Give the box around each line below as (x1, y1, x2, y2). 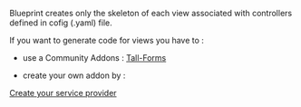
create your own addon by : (22, 70, 126, 81)
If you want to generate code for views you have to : (9, 35, 204, 45)
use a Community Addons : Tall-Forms (22, 53, 167, 63)
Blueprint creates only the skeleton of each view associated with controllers (9, 8, 293, 18)
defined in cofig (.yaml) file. (9, 17, 112, 28)
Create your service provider (9, 88, 117, 98)
